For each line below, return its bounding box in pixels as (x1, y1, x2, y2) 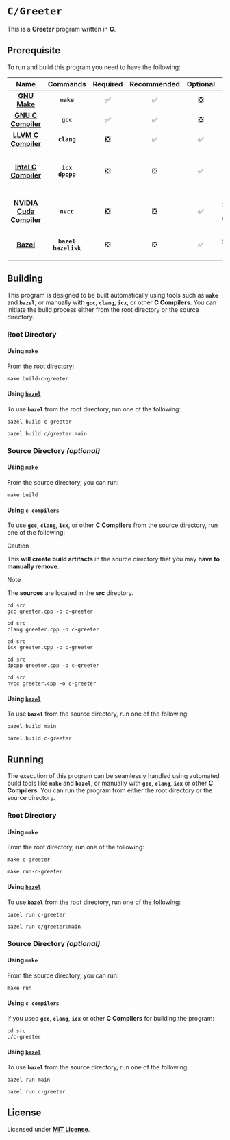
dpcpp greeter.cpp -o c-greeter (7, 662, 99, 669)
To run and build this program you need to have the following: (7, 63, 181, 71)
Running (7, 753, 44, 765)
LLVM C (12, 130, 39, 140)
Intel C (14, 162, 37, 171)
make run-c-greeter (7, 869, 63, 875)
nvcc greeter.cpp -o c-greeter (7, 680, 97, 687)
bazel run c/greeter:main (7, 923, 81, 930)
